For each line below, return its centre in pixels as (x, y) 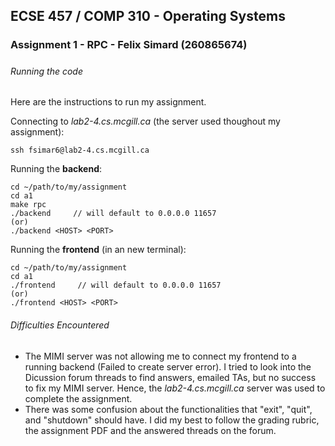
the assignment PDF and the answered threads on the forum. (150, 430)
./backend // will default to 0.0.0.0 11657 (113, 214)
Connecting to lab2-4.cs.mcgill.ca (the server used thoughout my (145, 121)
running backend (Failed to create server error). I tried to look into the (168, 366)
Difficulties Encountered (60, 325)
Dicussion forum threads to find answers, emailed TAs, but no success (170, 377)
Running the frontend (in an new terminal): (98, 250)
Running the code (46, 71)
